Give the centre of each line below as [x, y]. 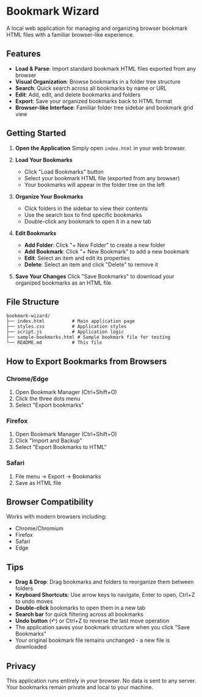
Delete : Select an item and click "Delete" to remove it [91, 265]
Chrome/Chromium [39, 528]
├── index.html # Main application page [71, 321]
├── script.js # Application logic [65, 332]
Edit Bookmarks [36, 233]
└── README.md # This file [54, 343]
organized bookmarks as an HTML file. [64, 283]
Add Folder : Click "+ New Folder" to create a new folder [95, 245]
